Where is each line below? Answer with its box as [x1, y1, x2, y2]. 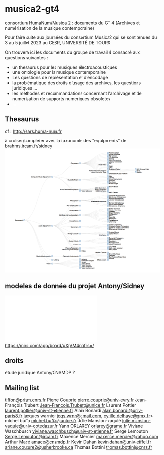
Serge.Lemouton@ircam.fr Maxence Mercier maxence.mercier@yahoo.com [5, 434, 159, 440]
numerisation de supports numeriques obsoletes [12, 95, 110, 102]
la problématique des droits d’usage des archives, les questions [12, 80, 141, 86]
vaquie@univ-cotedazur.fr [5, 423, 58, 429]
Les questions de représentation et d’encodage [12, 74, 108, 80]
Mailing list [5, 384, 39, 392]
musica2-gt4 [5, 3, 60, 15]
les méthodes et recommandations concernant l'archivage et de [12, 90, 142, 96]
